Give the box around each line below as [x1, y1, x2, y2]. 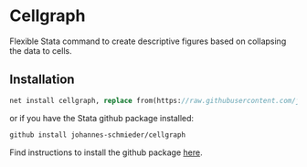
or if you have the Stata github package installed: [9, 112, 195, 123]
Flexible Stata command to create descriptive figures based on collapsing [9, 36, 287, 47]
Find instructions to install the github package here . [9, 147, 203, 158]
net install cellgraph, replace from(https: [9, 96, 182, 105]
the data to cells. [9, 45, 72, 56]
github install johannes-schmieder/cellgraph [9, 130, 185, 140]
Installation [9, 72, 75, 88]
